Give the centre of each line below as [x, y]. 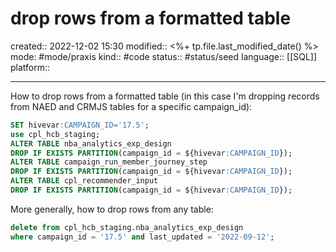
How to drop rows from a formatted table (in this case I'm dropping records [165, 96]
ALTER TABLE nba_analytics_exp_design [91, 143]
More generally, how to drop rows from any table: [112, 209]
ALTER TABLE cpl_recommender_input [84, 181]
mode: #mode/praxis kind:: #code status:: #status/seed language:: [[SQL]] [164, 56]
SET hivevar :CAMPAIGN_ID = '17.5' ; [80, 125]
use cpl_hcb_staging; [55, 134]
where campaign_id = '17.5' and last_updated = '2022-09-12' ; [142, 237]
